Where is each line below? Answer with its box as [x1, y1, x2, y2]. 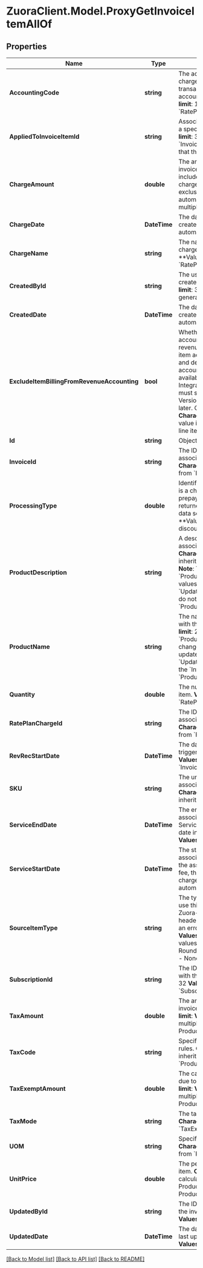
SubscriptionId [9, 975, 53, 984]
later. [178, 404, 193, 412]
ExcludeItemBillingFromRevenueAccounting [9, 377, 139, 386]
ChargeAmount [9, 180, 54, 189]
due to [178, 1077, 197, 1085]
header [178, 916, 199, 924]
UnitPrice [9, 1175, 37, 1183]
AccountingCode [9, 89, 59, 96]
